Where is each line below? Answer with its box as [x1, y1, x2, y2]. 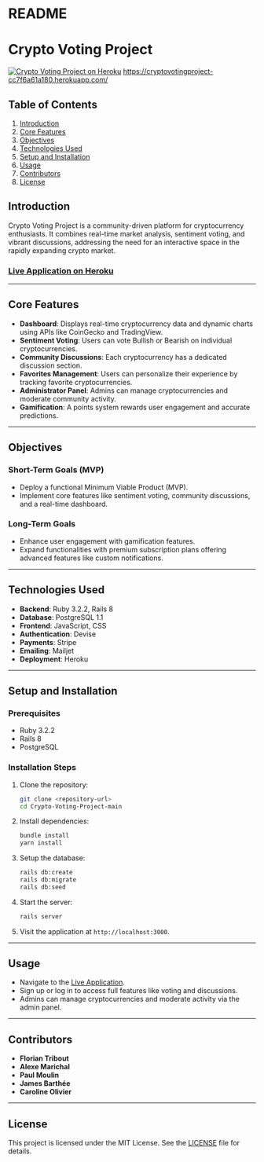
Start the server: [19, 897, 73, 907]
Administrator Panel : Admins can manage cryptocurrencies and [19, 386, 229, 395]
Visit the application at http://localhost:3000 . [19, 926, 170, 936]
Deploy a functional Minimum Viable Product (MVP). [19, 482, 189, 492]
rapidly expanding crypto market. [8, 245, 116, 255]
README [8, 5, 68, 23]
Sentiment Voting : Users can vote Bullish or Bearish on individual [19, 335, 233, 345]
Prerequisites [8, 708, 60, 719]
